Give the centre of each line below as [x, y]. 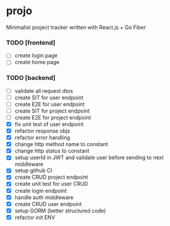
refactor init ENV [35, 217]
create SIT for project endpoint [52, 111]
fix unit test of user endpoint [49, 124]
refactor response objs [42, 131]
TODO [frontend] [31, 43]
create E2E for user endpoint [50, 104]
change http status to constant [52, 151]
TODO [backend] [31, 78]
